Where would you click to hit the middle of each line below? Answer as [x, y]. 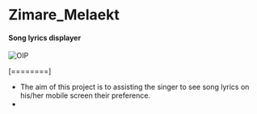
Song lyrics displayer [45, 37]
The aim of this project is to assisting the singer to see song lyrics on [135, 87]
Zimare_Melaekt [64, 15]
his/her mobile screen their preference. [85, 95]
